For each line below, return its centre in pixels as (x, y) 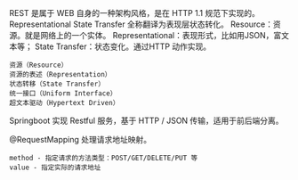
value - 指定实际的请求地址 (55, 168)
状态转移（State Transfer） (57, 84)
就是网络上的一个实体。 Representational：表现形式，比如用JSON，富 (153, 35)
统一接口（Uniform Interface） (63, 94)
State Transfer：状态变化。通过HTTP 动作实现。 (123, 46)
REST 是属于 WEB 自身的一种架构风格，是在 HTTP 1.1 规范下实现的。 (135, 13)
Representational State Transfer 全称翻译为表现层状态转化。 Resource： (141, 24)
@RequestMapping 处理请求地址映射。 (81, 139)
